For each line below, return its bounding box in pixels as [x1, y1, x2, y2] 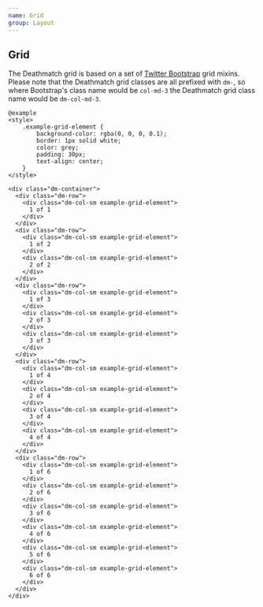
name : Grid [8, 11, 44, 20]
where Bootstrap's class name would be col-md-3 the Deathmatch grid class [8, 86, 256, 95]
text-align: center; [36, 158, 104, 166]
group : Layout [8, 19, 55, 27]
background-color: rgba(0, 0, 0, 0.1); [36, 130, 168, 138]
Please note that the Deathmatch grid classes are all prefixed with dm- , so [8, 77, 246, 87]
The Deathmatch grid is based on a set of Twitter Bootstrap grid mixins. [8, 69, 240, 79]
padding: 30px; [36, 151, 87, 158]
